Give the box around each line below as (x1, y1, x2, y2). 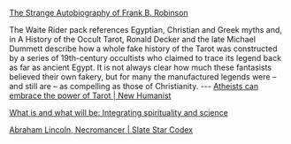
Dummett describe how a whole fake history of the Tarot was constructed (9, 43, 278, 54)
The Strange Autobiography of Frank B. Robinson (9, 8, 188, 18)
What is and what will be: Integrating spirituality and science (9, 108, 228, 117)
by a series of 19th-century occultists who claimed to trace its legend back (9, 53, 281, 63)
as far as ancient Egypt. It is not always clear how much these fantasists (9, 62, 272, 72)
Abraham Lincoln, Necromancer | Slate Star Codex (9, 125, 193, 135)
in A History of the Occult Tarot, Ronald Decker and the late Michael (9, 34, 257, 44)
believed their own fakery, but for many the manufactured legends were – (9, 72, 277, 82)
